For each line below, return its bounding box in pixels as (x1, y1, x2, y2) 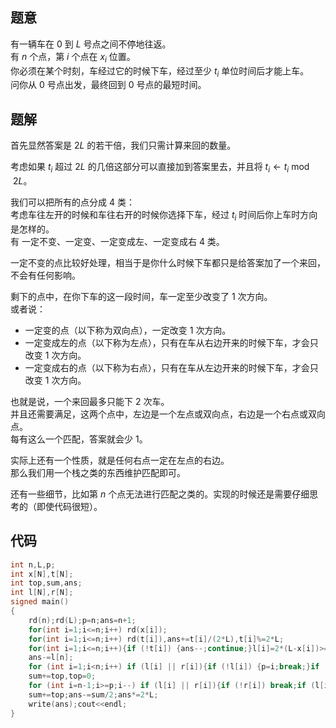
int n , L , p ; (10, 559, 56, 570)
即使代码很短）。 (36, 500, 103, 512)
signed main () (10, 597, 70, 607)
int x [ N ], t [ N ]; (10, 569, 74, 579)
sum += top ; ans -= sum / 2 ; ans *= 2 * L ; (28, 689, 159, 700)
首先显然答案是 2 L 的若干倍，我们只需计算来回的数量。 (10, 139, 237, 152)
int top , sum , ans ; (10, 578, 83, 588)
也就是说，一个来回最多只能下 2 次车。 (10, 395, 170, 407)
